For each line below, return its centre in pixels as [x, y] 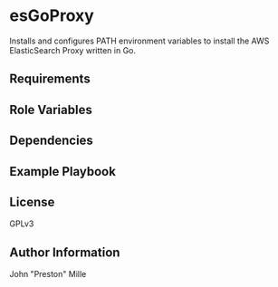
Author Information [65, 252]
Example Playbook [62, 172]
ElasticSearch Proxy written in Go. [73, 50]
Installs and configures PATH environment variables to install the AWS [139, 41]
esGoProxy [52, 16]
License [32, 201]
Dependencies [51, 141]
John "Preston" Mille [48, 274]
